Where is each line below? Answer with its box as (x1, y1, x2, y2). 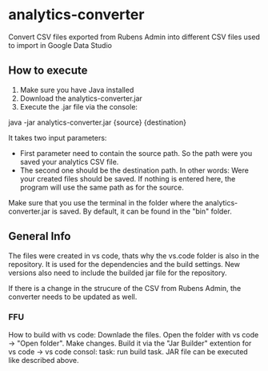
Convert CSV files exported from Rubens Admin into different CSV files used (8, 32, 260, 42)
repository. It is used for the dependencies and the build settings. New (8, 259, 240, 269)
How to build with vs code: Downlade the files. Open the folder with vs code (8, 329, 259, 339)
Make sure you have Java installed (19, 85, 134, 94)
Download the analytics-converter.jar (19, 94, 142, 103)
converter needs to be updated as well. (8, 292, 138, 301)
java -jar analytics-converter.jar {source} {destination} (8, 118, 186, 127)
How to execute (8, 64, 88, 78)
